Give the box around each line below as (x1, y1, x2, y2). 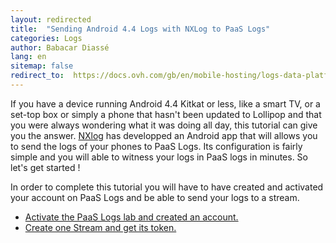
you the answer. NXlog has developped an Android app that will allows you (10, 129, 318, 141)
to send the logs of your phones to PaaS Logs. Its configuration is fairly (10, 140, 303, 152)
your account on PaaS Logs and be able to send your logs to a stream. (10, 191, 300, 203)
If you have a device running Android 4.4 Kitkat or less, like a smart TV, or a (10, 97, 321, 110)
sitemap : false (10, 61, 74, 71)
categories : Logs (10, 33, 83, 43)
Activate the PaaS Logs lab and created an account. (24, 211, 239, 223)
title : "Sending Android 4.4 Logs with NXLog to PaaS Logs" (10, 24, 271, 34)
